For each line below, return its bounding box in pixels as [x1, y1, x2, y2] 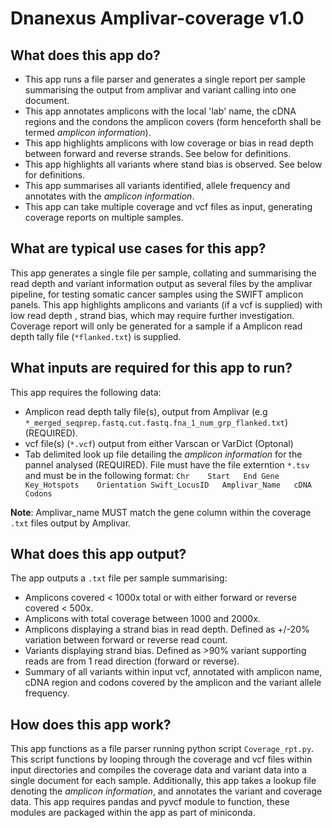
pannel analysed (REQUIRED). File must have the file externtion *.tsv [24, 458, 310, 471]
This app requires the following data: [10, 386, 162, 398]
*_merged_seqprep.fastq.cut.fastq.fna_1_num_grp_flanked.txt [24, 418, 286, 428]
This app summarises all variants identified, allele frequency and [24, 180, 291, 191]
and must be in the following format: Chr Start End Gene [24, 469, 280, 481]
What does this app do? [10, 47, 161, 64]
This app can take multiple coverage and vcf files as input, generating [24, 201, 313, 212]
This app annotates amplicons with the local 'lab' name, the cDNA [24, 105, 297, 117]
